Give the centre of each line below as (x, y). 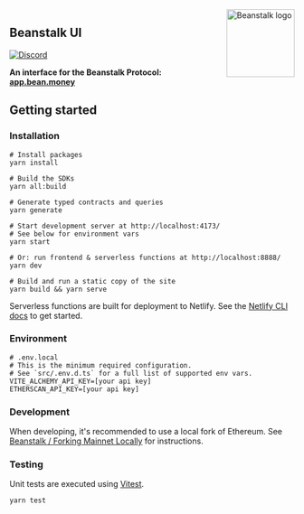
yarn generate (36, 210)
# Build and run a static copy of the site (93, 281)
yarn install (34, 163)
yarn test (28, 500)
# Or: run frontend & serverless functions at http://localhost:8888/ (145, 257)
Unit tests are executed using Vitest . (77, 484)
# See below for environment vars (75, 234)
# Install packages (46, 154)
